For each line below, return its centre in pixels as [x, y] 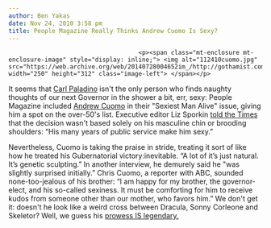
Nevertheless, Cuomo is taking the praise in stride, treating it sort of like [128, 147]
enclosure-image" [38, 60]
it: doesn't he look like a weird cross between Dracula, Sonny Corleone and [133, 207]
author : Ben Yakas [39, 16]
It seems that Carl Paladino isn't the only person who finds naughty [120, 89]
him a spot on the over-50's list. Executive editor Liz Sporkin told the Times [133, 114]
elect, [18, 190]
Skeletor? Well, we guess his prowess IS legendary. [94, 216]
